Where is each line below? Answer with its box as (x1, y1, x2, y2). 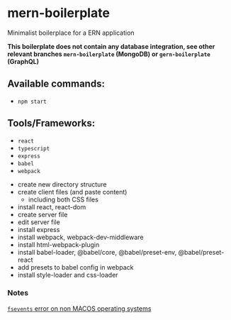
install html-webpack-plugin (17, 240, 100, 249)
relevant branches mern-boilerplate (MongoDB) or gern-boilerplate (7, 50, 210, 58)
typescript (17, 145, 50, 152)
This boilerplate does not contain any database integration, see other (7, 42, 215, 50)
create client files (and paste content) (17, 187, 128, 196)
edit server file (17, 218, 60, 226)
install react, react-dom (17, 202, 86, 211)
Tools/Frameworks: (7, 117, 96, 129)
